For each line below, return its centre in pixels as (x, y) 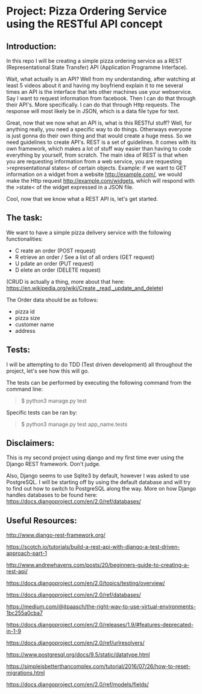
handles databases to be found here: (52, 495)
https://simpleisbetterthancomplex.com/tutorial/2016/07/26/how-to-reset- (99, 666)
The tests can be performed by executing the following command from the (99, 382)
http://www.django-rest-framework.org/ (56, 535)
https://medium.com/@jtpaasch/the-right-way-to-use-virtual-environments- (101, 607)
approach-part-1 (27, 553)
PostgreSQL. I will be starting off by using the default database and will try (99, 482)
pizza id (25, 311)
